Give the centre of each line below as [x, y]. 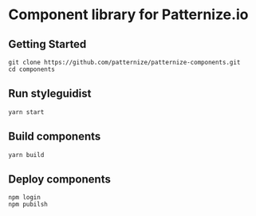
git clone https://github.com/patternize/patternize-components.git [124, 62]
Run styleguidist [50, 94]
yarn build [26, 155]
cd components [32, 69]
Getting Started [47, 44]
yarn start [26, 112]
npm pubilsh [28, 205]
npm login [25, 198]
